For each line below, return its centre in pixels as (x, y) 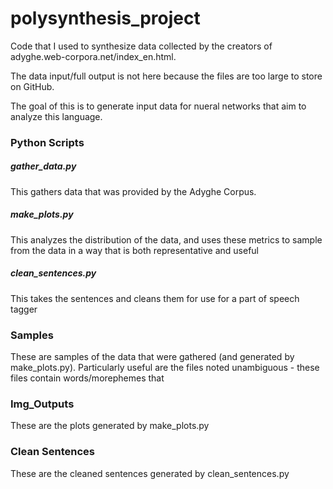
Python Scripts (47, 142)
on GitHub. (32, 86)
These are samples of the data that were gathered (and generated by (152, 357)
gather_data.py (43, 166)
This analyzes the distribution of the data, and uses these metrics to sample (166, 239)
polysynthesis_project (105, 18)
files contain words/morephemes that (87, 378)
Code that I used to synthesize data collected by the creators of (141, 46)
